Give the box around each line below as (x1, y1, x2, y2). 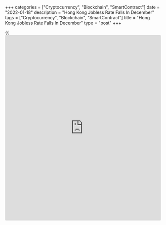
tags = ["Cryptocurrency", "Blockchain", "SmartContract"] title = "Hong (5, 15, 150, 20)
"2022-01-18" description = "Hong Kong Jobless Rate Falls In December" (5, 9, 155, 15)
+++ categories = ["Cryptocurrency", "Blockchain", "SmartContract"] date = (5, 4, 160, 10)
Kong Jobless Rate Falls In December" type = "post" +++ (5, 20, 122, 26)
